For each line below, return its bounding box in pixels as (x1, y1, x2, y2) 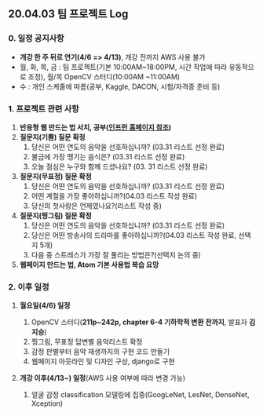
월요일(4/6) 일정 (19, 301, 71, 310)
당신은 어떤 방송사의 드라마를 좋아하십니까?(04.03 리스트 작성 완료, (31, 230, 237, 239)
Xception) (31, 399, 64, 408)
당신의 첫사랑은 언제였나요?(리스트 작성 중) (31, 201, 163, 210)
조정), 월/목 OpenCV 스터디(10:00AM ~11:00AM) (27, 71, 181, 81)
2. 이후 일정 (8, 281, 49, 292)
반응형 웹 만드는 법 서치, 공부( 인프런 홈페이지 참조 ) (19, 122, 172, 132)
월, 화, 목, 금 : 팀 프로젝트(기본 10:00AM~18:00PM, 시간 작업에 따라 (19, 62, 228, 71)
